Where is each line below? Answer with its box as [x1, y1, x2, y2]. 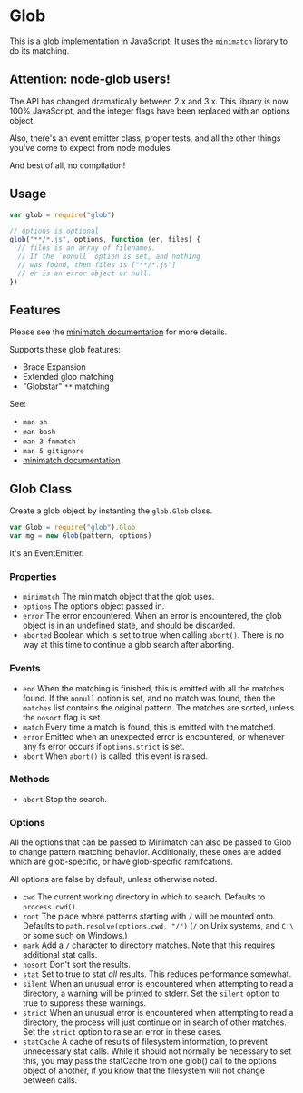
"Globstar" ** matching [22, 381, 111, 392]
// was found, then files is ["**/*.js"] [17, 260, 177, 269]
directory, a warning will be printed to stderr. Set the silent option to [22, 988, 279, 999]
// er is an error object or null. [17, 269, 152, 278]
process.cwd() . [22, 901, 79, 912]
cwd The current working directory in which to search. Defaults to [22, 891, 266, 902]
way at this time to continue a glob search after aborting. [22, 640, 235, 651]
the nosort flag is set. [22, 711, 103, 722]
